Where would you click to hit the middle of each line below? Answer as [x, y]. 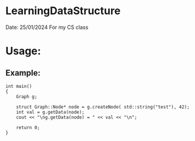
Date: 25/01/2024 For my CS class [47, 27]
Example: [23, 73]
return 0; [28, 127]
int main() [19, 86]
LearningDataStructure [63, 11]
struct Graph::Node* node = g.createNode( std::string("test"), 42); [103, 107]
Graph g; [27, 96]
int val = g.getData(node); [50, 112]
